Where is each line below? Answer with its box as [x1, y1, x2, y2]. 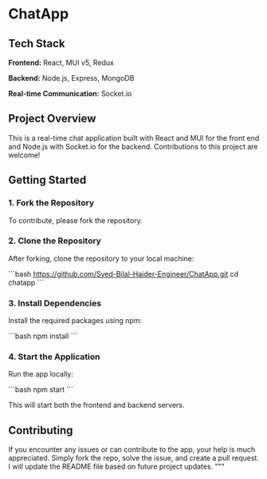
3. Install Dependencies [8, 297, 102, 309]
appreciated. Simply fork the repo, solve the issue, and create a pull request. [8, 453, 259, 463]
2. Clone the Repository [8, 235, 102, 246]
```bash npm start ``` [8, 385, 74, 394]
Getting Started [8, 174, 87, 187]
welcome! [8, 150, 41, 160]
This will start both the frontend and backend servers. [8, 401, 185, 410]
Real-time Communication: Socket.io [8, 89, 132, 98]
